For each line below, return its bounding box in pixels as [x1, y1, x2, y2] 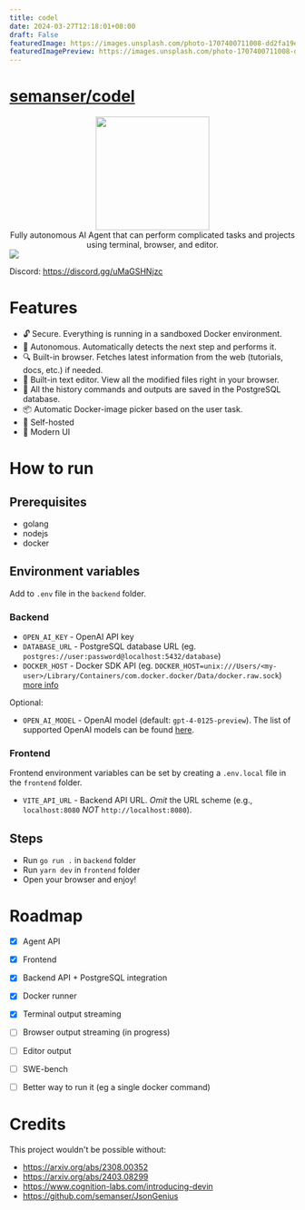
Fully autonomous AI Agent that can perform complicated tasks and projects [10, 230, 295, 241]
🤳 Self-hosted [22, 417, 74, 428]
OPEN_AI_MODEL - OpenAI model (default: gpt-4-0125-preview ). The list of [22, 714, 291, 726]
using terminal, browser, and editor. [85, 240, 220, 251]
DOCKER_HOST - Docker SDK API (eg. [22, 660, 153, 672]
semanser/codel [9, 86, 135, 107]
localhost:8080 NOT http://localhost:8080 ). [22, 804, 192, 815]
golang [22, 518, 49, 529]
